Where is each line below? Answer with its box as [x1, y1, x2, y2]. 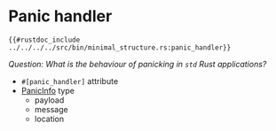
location [34, 113, 65, 124]
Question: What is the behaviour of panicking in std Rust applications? [8, 58, 267, 69]
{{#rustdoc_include [8, 35, 81, 44]
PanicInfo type [20, 85, 75, 96]
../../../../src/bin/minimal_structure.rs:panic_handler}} [8, 42, 232, 52]
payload [34, 95, 65, 105]
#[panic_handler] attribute [20, 75, 119, 86]
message [34, 104, 68, 114]
